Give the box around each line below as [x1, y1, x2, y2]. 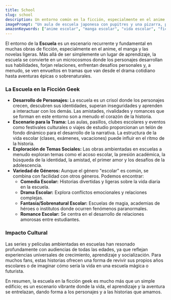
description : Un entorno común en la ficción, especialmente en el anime [5, 17, 165, 22]
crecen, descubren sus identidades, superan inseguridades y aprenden [12, 103, 163, 109]
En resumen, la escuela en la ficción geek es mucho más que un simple [5, 278, 155, 284]
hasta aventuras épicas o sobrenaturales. [5, 73, 92, 79]
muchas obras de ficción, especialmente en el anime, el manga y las [5, 46, 149, 52]
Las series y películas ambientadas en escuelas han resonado [5, 241, 135, 247]
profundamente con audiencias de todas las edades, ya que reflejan [5, 246, 148, 253]
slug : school [5, 12, 33, 17]
